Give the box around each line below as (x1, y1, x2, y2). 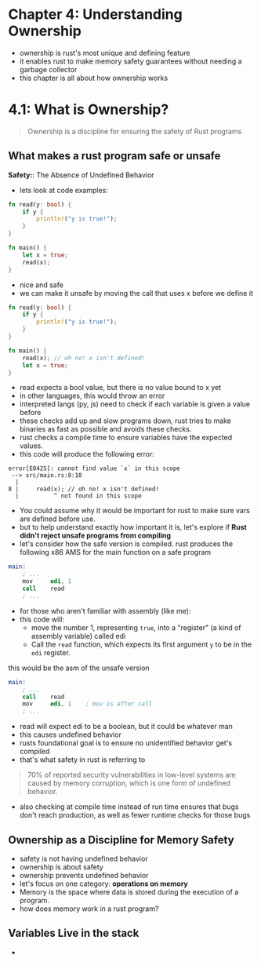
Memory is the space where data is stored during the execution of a (19, 887, 239, 896)
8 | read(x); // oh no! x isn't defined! (8, 485, 159, 494)
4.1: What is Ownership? (8, 100, 169, 118)
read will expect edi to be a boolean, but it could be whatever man (19, 722, 234, 731)
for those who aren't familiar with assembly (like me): (19, 606, 191, 615)
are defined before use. (19, 514, 96, 523)
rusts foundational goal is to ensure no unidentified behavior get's (19, 738, 233, 748)
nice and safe (19, 280, 64, 290)
